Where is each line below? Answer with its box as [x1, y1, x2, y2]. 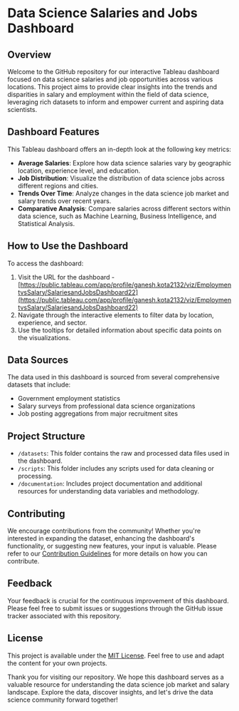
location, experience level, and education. [17, 166, 141, 175]
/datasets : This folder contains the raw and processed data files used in [17, 449, 230, 458]
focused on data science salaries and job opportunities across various [7, 75, 213, 83]
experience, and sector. [17, 318, 87, 327]
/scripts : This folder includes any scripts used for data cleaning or [17, 464, 215, 473]
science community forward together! [7, 695, 119, 704]
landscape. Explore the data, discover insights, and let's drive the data [7, 687, 213, 696]
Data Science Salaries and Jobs [7, 5, 198, 21]
